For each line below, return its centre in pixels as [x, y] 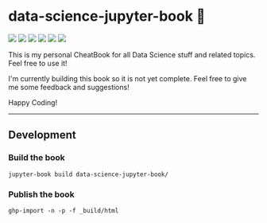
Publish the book [41, 194]
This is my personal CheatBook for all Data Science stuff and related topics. [132, 54]
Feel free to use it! [38, 63]
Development [43, 135]
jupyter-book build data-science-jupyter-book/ [89, 174]
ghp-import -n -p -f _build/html [64, 210]
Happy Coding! [33, 102]
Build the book [37, 158]
